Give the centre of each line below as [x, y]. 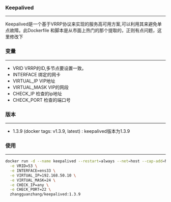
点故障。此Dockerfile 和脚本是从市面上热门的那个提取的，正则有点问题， [81, 31]
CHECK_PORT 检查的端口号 [41, 100]
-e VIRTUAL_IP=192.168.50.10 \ [43, 175]
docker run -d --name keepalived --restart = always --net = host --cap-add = [85, 161]
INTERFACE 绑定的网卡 [37, 74]
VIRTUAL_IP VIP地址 [34, 81]
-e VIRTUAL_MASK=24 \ [33, 180]
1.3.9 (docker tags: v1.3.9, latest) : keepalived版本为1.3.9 [71, 131]
